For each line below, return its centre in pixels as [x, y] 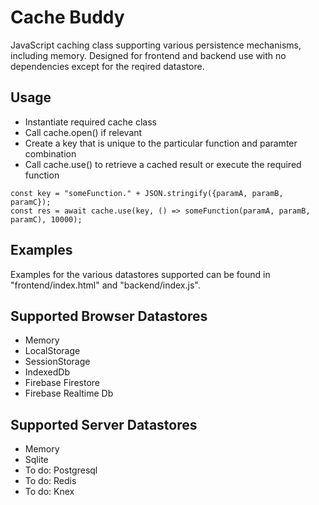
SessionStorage [57, 362]
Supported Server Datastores [104, 424]
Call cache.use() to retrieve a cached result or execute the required [163, 164]
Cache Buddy [67, 17]
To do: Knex [49, 492]
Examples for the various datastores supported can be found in [140, 274]
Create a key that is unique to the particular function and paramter [161, 143]
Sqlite [36, 460]
